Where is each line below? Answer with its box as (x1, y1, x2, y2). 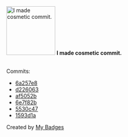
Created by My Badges (6, 124, 64, 130)
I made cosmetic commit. (56, 49, 122, 57)
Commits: (6, 68, 30, 75)
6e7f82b (15, 99, 37, 106)
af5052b (15, 93, 37, 99)
